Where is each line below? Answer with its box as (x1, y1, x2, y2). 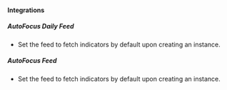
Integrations (7, 6, 45, 14)
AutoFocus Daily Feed (7, 22, 74, 31)
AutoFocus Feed (7, 56, 57, 65)
